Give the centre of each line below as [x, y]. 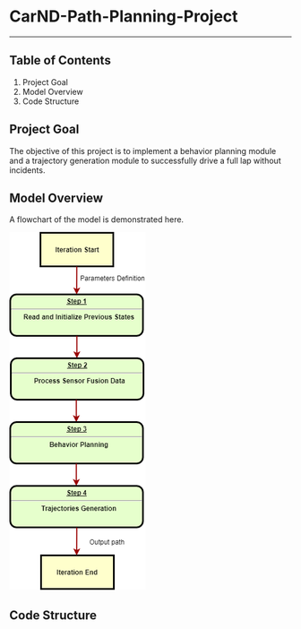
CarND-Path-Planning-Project [124, 17]
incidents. [27, 170]
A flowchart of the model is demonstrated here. [97, 220]
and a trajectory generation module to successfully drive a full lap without [145, 160]
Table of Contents [60, 60]
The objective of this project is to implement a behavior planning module [143, 151]
